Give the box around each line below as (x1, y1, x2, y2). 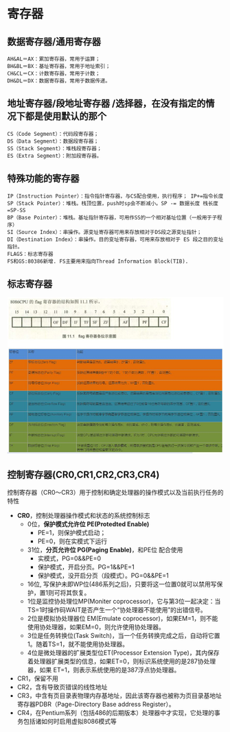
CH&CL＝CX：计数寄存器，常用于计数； (7, 70, 101, 77)
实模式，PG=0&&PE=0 (37, 554, 102, 563)
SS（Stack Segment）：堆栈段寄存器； (7, 145, 102, 152)
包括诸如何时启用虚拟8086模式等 (23, 718, 117, 726)
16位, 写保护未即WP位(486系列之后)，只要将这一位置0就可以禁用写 (27, 580, 218, 589)
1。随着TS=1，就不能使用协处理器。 (27, 640, 129, 648)
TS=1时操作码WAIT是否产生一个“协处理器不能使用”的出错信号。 (27, 606, 207, 614)
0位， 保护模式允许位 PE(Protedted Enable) (27, 520, 150, 528)
